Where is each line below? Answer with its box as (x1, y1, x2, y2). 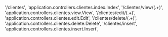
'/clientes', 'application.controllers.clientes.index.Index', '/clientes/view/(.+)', (5, 5, 163, 10)
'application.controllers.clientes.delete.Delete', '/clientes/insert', (5, 20, 138, 26)
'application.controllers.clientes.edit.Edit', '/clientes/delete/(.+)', (5, 15, 137, 21)
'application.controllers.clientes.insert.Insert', (5, 26, 99, 32)
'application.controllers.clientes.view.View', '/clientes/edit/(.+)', (5, 10, 136, 16)
